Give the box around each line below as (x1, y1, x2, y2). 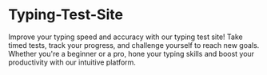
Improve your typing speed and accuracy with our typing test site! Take (8, 32, 243, 41)
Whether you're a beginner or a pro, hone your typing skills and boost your (8, 49, 254, 58)
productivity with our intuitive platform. (8, 57, 136, 67)
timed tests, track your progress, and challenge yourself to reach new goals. (8, 40, 260, 49)
